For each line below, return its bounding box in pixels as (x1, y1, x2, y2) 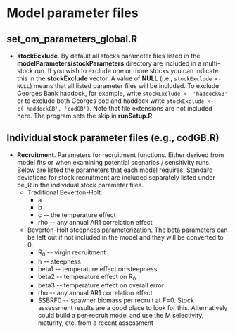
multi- (203, 59, 221, 68)
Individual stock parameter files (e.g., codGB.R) (6, 132, 220, 144)
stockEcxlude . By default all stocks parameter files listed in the (16, 51, 201, 60)
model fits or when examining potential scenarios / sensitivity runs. (16, 158, 211, 166)
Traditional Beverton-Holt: (27, 188, 103, 197)
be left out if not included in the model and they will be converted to (27, 233, 224, 241)
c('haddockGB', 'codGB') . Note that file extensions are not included (16, 104, 212, 112)
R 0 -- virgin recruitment (37, 248, 106, 258)
